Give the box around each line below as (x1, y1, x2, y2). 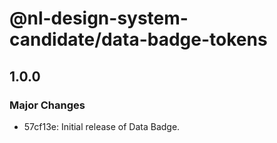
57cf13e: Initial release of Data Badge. (23, 120, 181, 132)
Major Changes (9, 98, 86, 112)
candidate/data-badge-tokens (9, 28, 268, 51)
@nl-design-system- (9, 7, 189, 30)
